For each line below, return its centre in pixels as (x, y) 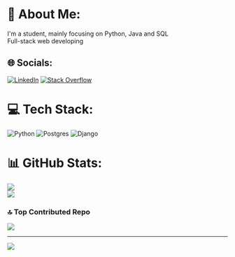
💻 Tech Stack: (50, 109)
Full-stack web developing (45, 41)
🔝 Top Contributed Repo (49, 212)
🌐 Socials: (30, 63)
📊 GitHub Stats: (55, 163)
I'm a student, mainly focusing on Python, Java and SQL (88, 34)
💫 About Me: (44, 14)
